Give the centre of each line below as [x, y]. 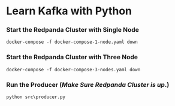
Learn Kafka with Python [69, 11]
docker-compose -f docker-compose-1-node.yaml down [72, 42]
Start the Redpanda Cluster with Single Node [73, 30]
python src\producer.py [36, 97]
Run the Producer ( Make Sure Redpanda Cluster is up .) [88, 84]
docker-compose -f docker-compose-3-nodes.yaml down [73, 69]
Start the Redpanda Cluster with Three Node [72, 57]
